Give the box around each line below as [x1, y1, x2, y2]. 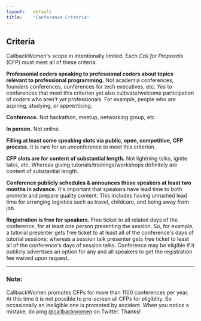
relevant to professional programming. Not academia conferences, [6, 77, 174, 84]
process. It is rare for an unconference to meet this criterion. [6, 143, 156, 150]
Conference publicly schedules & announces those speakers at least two [6, 179, 191, 186]
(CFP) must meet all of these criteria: [6, 59, 97, 66]
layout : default [6, 8, 52, 15]
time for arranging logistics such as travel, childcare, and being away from [6, 198, 190, 205]
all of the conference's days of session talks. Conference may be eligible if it [6, 242, 195, 249]
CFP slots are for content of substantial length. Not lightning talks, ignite [6, 155, 187, 162]
